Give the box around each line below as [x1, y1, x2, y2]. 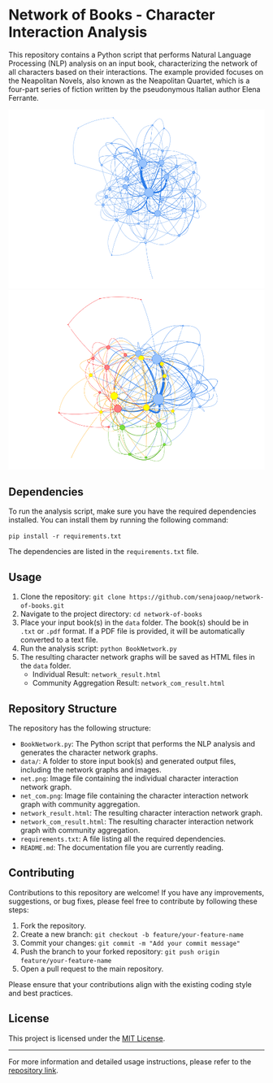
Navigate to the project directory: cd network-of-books [19, 609, 203, 619]
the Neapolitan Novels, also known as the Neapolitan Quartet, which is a [8, 76, 250, 85]
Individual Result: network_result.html [32, 669, 161, 679]
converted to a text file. [19, 635, 99, 645]
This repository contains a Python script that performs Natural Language [8, 50, 252, 59]
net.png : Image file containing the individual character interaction [19, 773, 239, 783]
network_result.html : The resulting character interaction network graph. [19, 808, 263, 817]
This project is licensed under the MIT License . [8, 1033, 166, 1043]
